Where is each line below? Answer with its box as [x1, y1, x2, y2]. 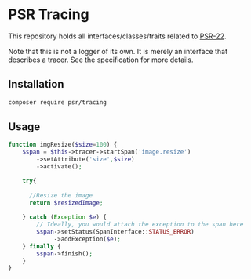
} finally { [22, 242, 61, 250]
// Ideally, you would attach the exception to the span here [36, 221, 244, 229]
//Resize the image [28, 191, 93, 199]
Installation [8, 78, 64, 91]
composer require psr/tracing [8, 98, 107, 107]
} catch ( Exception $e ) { [22, 213, 107, 221]
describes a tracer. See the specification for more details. [8, 55, 194, 64]
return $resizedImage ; [28, 198, 104, 207]
